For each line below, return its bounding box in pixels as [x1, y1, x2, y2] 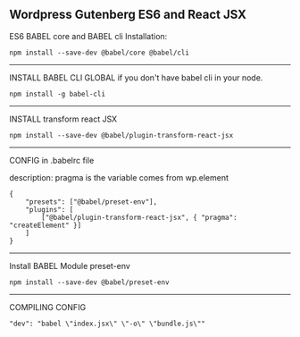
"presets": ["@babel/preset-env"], [25, 197, 158, 206]
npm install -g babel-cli [9, 89, 105, 98]
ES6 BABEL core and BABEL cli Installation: [9, 30, 168, 41]
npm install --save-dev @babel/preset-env [9, 277, 170, 287]
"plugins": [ [25, 205, 74, 214]
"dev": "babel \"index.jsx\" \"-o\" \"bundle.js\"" [9, 319, 205, 328]
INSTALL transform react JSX [9, 114, 118, 124]
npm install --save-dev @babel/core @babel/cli [9, 48, 190, 57]
